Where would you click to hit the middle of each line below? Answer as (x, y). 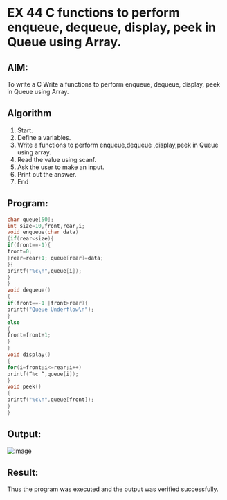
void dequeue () (29, 290)
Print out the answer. (47, 174)
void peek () (24, 387)
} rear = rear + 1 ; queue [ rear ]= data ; (55, 258)
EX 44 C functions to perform (93, 13)
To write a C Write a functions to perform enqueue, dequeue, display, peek (113, 84)
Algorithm (29, 113)
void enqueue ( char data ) (43, 232)
